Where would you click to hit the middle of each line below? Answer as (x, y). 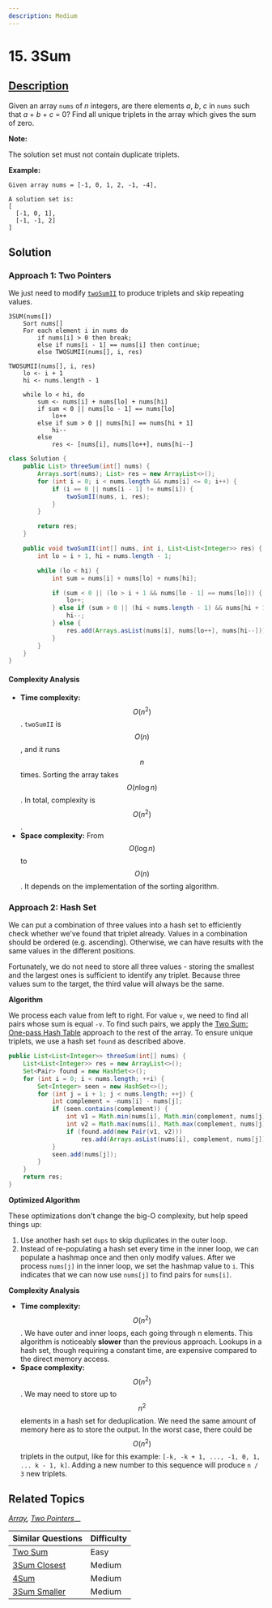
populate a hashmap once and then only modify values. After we (128, 1257)
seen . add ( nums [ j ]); (84, 1154)
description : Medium (43, 16)
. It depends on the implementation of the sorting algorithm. (119, 886)
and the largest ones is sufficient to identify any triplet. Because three (124, 975)
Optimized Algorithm (45, 1200)
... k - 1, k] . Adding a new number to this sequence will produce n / (139, 1465)
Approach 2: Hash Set (53, 907)
